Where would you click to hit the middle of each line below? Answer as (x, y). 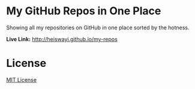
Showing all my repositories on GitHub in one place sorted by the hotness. (98, 27)
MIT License (22, 79)
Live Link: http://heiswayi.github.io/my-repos (62, 39)
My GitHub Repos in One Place (84, 11)
